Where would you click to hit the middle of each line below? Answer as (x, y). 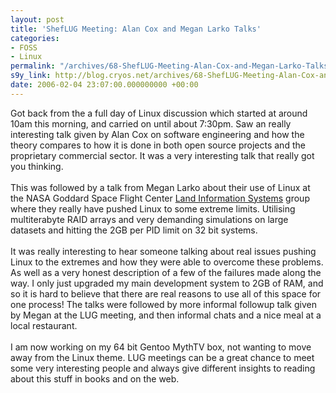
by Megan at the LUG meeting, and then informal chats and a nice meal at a (166, 315)
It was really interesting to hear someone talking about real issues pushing (163, 251)
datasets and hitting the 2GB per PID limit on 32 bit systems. (134, 230)
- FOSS (24, 47)
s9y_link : (31, 76)
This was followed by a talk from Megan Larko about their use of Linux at (160, 187)
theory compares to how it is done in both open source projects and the (158, 145)
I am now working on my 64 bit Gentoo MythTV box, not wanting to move (161, 347)
